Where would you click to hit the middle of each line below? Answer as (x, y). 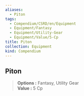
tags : (11, 19)
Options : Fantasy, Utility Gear (48, 83)
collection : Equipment (28, 47)
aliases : (14, 10)
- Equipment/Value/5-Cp (34, 38)
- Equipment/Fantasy (31, 28)
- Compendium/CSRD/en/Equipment (43, 24)
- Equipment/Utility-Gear (36, 33)
